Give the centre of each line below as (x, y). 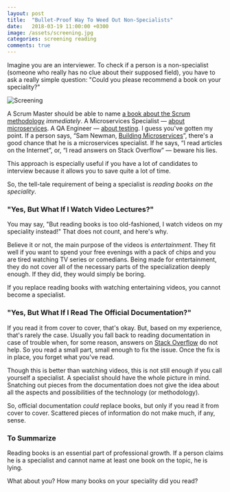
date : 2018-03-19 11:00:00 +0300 (58, 26)
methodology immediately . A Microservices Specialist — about (96, 121)
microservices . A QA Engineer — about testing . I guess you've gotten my (110, 128)
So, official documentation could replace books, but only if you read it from (113, 405)
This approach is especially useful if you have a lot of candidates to (102, 163)
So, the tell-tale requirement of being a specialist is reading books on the (110, 184)
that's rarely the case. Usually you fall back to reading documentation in (109, 335)
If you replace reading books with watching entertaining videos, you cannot (114, 288)
